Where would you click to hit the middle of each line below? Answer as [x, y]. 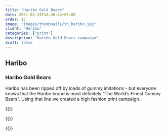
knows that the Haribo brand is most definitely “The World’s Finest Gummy [83, 94]
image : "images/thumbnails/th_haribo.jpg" [51, 24]
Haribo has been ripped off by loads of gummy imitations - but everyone [81, 88]
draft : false [19, 43]
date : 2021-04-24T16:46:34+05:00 [40, 15]
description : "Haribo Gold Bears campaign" [52, 38]
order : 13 [16, 19]
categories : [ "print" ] [29, 33]
